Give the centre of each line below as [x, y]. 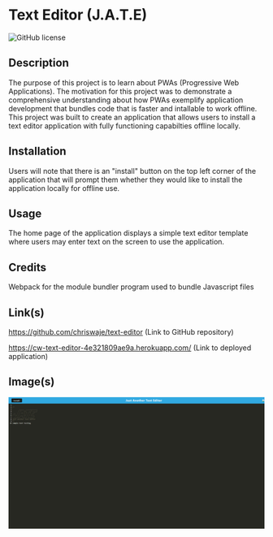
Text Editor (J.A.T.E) [78, 15]
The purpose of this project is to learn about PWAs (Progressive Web [124, 82]
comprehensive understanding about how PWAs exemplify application [126, 100]
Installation [37, 152]
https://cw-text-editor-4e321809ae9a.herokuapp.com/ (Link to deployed [130, 348]
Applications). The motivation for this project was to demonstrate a [120, 91]
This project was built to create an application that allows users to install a [132, 117]
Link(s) [26, 312]
